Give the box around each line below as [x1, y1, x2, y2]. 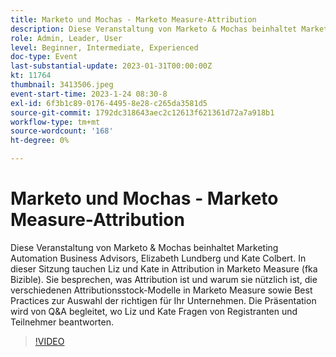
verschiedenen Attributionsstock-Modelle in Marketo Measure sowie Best [10, 284, 313, 296]
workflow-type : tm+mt [10, 117, 101, 127]
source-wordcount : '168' [10, 126, 114, 136]
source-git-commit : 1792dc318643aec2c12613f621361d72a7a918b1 [10, 107, 275, 118]
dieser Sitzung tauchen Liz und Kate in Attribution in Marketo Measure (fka [10, 262, 318, 275]
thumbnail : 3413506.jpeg [10, 80, 114, 90]
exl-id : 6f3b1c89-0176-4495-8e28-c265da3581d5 [10, 98, 208, 108]
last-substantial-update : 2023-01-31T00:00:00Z [10, 61, 213, 71]
